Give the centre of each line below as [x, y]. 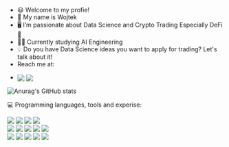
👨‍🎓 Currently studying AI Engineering [70, 42]
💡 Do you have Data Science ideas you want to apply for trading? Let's [117, 49]
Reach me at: [36, 64]
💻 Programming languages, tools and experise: [75, 105]
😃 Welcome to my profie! [53, 10]
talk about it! [35, 57]
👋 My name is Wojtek [47, 17]
